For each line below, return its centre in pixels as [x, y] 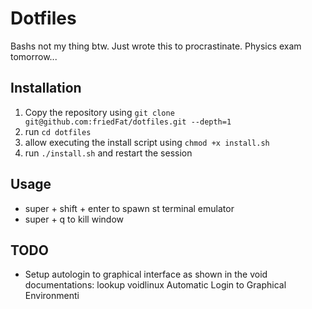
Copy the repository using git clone [99, 112]
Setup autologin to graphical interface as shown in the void [146, 274]
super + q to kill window [74, 219]
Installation [46, 88]
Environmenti [52, 296]
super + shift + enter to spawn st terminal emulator [129, 208]
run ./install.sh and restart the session [108, 153]
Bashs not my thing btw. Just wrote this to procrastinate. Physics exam [156, 46]
